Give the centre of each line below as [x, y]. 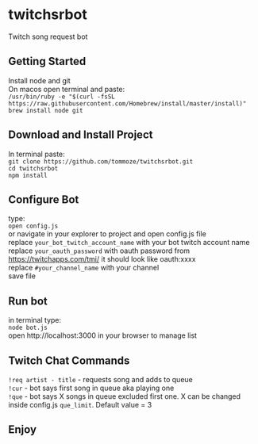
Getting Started [47, 61]
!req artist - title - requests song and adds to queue [100, 379]
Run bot [28, 301]
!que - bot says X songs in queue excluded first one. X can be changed [124, 396]
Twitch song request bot [48, 36]
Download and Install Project [81, 135]
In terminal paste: [37, 154]
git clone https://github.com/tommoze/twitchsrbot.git [101, 161]
